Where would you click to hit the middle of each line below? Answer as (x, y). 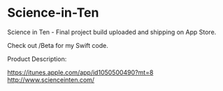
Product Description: (37, 59)
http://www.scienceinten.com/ (51, 80)
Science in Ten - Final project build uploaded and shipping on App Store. (112, 32)
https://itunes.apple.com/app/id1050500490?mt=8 (80, 72)
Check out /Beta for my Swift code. (58, 45)
